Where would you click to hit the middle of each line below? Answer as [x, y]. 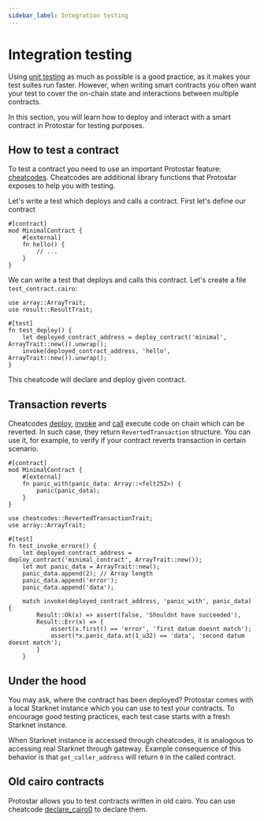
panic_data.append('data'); [68, 588]
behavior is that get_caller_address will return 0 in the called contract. [122, 757]
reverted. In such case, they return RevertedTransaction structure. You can [129, 432]
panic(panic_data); [69, 491]
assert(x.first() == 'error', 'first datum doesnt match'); [151, 629]
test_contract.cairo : [43, 288]
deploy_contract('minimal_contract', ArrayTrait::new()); [105, 560]
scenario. [23, 449]
